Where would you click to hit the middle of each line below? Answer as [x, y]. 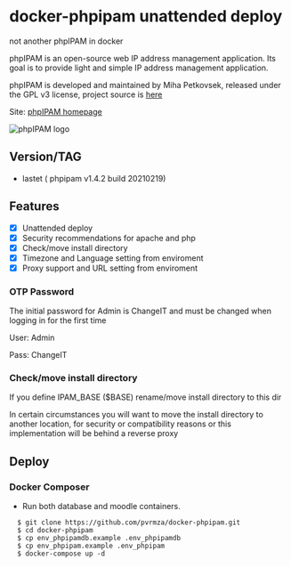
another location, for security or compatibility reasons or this [120, 424]
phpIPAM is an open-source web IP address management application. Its [143, 58]
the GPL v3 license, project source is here [86, 94]
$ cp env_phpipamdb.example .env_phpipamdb [99, 539]
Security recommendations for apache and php [109, 238]
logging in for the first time [58, 320]
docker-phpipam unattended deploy [146, 16]
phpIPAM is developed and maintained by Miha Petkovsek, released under [145, 85]
